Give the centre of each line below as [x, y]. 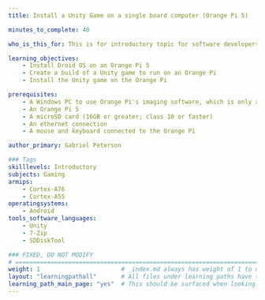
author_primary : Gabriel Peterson [65, 146]
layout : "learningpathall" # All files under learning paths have [130, 277]
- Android [39, 211]
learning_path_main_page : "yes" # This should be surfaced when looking [132, 284]
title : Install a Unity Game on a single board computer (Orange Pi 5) [128, 15]
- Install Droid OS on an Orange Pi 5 [86, 66]
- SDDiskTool [44, 240]
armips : [21, 182]
